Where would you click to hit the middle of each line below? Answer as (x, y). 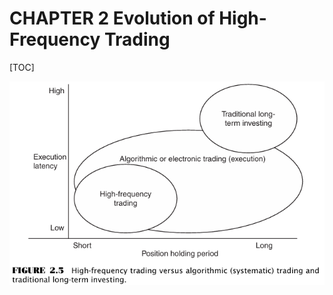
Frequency (55, 39)
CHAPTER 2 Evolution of (112, 18)
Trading (137, 39)
